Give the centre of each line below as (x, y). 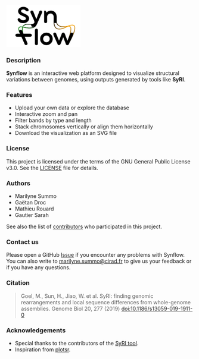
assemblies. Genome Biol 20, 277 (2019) (70, 308)
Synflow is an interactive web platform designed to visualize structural (93, 73)
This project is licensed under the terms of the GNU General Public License (98, 161)
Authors (18, 183)
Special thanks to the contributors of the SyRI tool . (77, 343)
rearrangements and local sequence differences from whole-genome (106, 302)
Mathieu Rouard (34, 209)
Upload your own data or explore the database (72, 108)
